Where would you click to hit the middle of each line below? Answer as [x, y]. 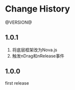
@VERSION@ [19, 22]
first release [17, 83]
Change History [37, 9]
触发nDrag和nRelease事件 [38, 56]
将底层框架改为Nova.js [35, 50]
